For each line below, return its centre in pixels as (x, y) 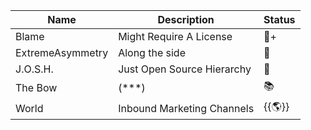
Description (186, 19)
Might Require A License (175, 36)
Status (279, 19)
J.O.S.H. (34, 69)
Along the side (152, 52)
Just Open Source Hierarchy (185, 69)
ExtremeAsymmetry (62, 52)
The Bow (36, 87)
